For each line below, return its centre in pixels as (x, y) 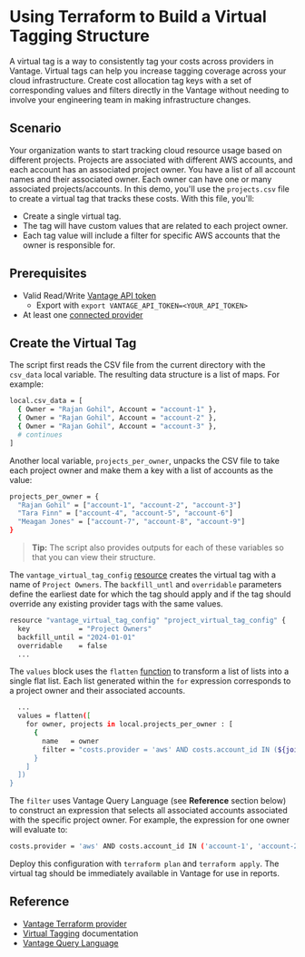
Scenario (35, 128)
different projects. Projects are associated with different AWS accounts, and (151, 160)
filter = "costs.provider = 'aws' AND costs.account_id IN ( (160, 750)
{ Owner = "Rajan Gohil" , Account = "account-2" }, (118, 418)
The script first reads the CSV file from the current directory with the (138, 365)
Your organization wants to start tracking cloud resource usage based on (146, 150)
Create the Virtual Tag (73, 343)
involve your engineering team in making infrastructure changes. (130, 99)
